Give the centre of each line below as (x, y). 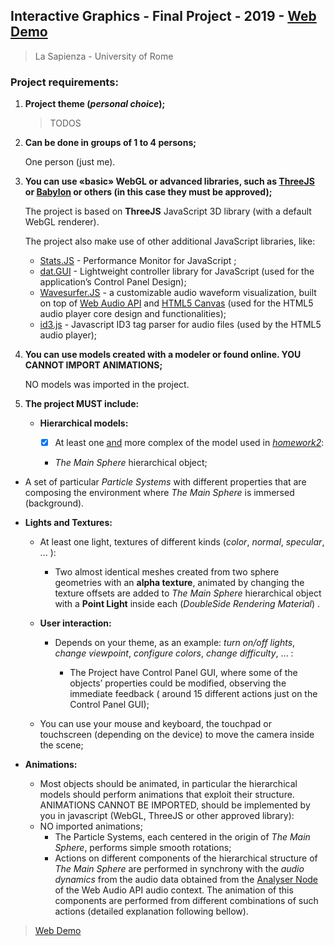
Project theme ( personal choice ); (95, 104)
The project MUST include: (82, 404)
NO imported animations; (91, 826)
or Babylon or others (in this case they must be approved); (148, 192)
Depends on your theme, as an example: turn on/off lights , (175, 643)
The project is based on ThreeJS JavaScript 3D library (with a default (168, 211)
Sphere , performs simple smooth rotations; (143, 848)
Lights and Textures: (68, 523)
